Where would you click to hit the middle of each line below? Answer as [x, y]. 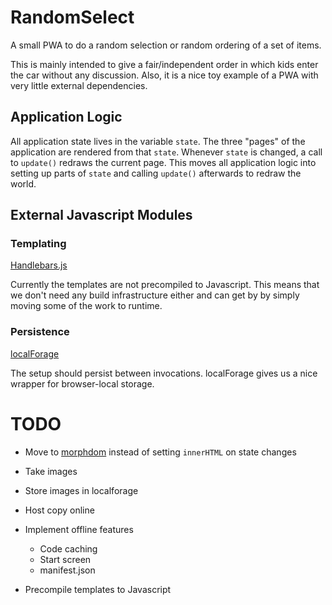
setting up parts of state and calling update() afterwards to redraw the [156, 173]
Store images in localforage [81, 490]
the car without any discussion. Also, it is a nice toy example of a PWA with [164, 75]
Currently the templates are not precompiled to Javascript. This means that [165, 285]
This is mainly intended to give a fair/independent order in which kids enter [164, 64]
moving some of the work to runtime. [86, 306]
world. [23, 183]
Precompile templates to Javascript [98, 589]
